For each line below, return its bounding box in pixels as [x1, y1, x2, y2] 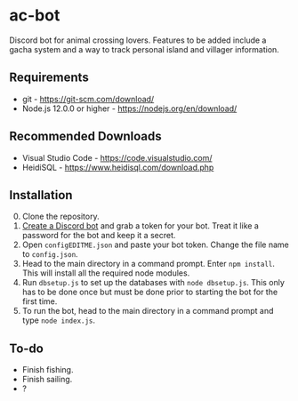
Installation [9, 188, 73, 203]
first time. [21, 296, 58, 307]
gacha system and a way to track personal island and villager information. [9, 44, 280, 54]
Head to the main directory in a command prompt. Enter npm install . [21, 259, 276, 269]
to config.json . [21, 249, 78, 260]
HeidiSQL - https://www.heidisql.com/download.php [21, 162, 214, 172]
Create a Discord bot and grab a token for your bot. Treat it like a [21, 221, 260, 231]
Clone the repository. [21, 211, 100, 222]
